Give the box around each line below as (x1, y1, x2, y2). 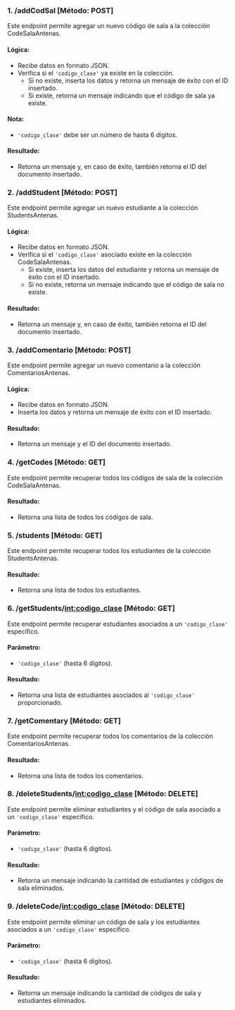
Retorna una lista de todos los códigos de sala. (17, 513, 153, 521)
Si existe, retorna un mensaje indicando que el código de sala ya (27, 91, 215, 100)
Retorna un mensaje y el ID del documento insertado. (17, 440, 172, 448)
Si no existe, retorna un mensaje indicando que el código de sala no (27, 280, 225, 289)
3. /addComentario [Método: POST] (7, 345, 132, 355)
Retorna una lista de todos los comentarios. (17, 771, 144, 780)
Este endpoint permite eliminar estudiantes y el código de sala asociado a (7, 804, 221, 814)
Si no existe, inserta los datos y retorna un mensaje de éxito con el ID (27, 76, 229, 85)
